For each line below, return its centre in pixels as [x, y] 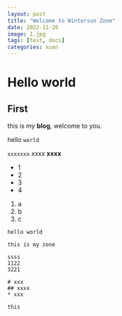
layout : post [27, 14]
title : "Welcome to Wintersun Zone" [61, 21]
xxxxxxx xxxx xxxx [34, 153]
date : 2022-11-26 [33, 27]
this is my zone [31, 245]
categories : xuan [33, 47]
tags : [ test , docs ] [36, 41]
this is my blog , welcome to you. [55, 126]
